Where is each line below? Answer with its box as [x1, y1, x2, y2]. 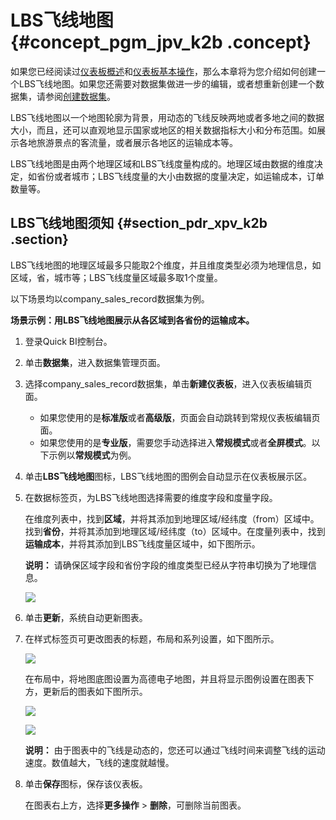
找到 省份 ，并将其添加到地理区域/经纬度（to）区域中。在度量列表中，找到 [24, 525, 326, 537]
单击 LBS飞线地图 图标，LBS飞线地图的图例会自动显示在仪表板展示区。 [24, 470, 313, 482]
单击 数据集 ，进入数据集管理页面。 [24, 356, 166, 368]
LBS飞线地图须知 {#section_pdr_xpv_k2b [10, 215, 268, 232]
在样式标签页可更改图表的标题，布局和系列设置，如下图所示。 [24, 632, 280, 645]
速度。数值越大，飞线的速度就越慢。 [24, 756, 175, 768]
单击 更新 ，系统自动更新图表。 [24, 611, 148, 623]
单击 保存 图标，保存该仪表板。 [24, 777, 148, 790]
